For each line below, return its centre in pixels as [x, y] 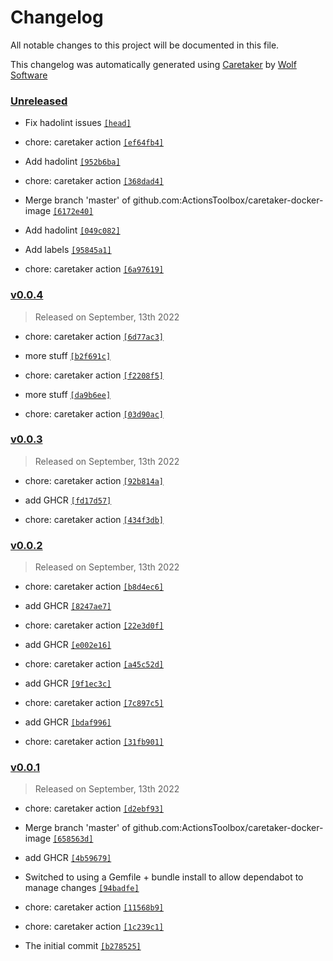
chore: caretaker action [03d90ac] [94, 413]
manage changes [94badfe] [82, 888]
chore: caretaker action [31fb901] [94, 742]
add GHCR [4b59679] [68, 858]
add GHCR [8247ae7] [68, 606]
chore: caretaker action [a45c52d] [94, 664]
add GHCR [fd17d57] [68, 500]
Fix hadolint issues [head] [78, 123]
